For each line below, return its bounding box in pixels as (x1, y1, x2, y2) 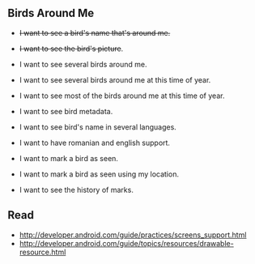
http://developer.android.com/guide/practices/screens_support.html (19, 230, 247, 240)
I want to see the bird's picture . (19, 44, 124, 53)
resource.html (19, 247, 66, 257)
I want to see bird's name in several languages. (19, 121, 177, 132)
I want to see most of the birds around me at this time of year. (19, 91, 225, 100)
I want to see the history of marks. (19, 185, 134, 194)
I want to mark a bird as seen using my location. (19, 169, 180, 179)
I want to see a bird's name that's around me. (19, 28, 171, 37)
